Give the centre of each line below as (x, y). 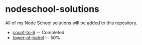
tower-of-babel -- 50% (36, 38)
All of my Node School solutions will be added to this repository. (71, 23)
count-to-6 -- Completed (38, 32)
